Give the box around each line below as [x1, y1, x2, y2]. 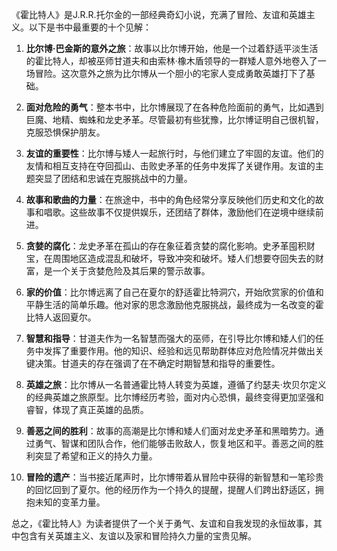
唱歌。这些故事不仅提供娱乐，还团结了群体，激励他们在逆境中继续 [43, 206, 316, 218]
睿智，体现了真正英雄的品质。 [25, 404, 149, 415]
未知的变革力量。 [34, 496, 106, 508]
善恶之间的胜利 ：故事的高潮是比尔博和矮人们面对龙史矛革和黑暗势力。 [25, 425, 316, 437]
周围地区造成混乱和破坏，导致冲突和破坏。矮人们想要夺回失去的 [52, 253, 316, 264]
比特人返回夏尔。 [25, 311, 97, 323]
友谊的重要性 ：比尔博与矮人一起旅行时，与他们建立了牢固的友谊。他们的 [25, 148, 324, 159]
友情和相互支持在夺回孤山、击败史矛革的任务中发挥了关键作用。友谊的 [25, 160, 316, 172]
